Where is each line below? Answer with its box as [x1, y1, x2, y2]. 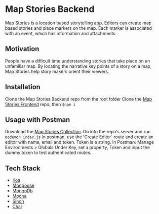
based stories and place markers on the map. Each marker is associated [5, 25, 152, 31]
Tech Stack [5, 164, 40, 172]
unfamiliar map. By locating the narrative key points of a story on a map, [5, 63, 152, 69]
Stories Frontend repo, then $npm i [5, 101, 76, 107]
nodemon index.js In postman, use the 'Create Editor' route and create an [5, 134, 154, 140]
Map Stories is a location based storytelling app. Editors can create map [5, 20, 152, 26]
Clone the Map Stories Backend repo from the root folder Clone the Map [5, 96, 152, 102]
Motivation [5, 45, 40, 53]
